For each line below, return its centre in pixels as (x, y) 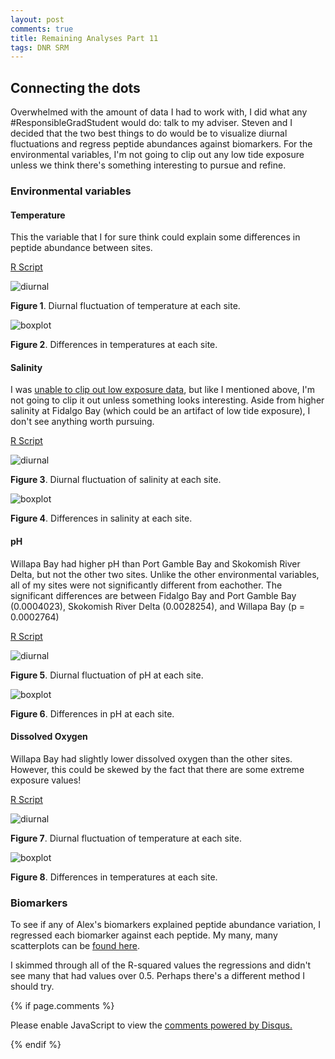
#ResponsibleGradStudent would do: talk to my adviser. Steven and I (151, 123)
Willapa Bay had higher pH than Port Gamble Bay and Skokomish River (155, 563)
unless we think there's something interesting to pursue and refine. (148, 165)
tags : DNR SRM (40, 47)
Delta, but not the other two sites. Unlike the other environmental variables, (165, 574)
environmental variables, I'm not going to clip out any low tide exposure (157, 155)
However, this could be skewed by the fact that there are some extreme (157, 769)
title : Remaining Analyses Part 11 (84, 38)
